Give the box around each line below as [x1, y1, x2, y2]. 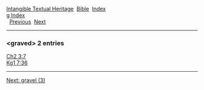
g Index [6, 12, 25, 19]
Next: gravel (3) [6, 77, 46, 84]
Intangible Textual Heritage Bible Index [6, 5, 106, 12]
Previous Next [8, 18, 46, 25]
